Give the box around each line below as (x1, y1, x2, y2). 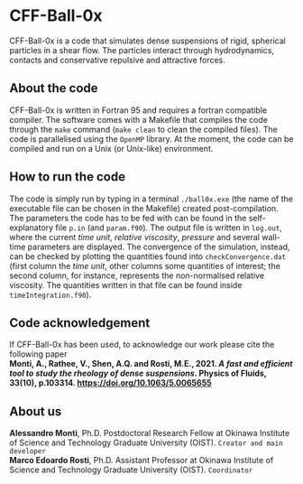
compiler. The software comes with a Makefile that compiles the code (9, 114, 269, 125)
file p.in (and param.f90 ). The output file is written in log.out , (55, 222, 282, 233)
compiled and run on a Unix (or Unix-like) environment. (9, 143, 214, 154)
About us (9, 404, 62, 419)
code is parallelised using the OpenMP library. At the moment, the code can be (9, 133, 294, 144)
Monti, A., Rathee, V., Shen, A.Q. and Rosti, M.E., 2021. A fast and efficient (9, 358, 293, 369)
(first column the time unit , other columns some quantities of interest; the (9, 260, 281, 271)
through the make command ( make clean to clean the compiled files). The (9, 124, 278, 135)
